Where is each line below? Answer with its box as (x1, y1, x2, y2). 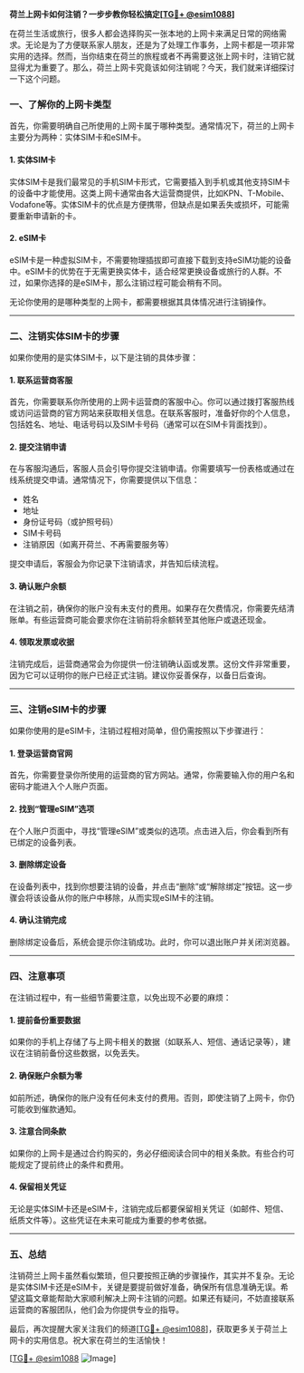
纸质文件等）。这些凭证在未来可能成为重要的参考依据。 (9, 1214, 212, 1226)
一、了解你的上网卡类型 (9, 98, 111, 111)
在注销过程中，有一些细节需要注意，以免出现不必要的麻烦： (9, 992, 232, 1003)
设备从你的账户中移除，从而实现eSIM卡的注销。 (40, 892, 219, 903)
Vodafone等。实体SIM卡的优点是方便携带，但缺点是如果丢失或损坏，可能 (9, 198, 282, 209)
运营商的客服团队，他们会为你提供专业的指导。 (9, 1304, 184, 1315)
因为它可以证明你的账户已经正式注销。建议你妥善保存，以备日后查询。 (9, 670, 271, 681)
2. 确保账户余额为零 (9, 1070, 83, 1081)
